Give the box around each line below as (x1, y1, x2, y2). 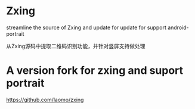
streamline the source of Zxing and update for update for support (6, 24, 167, 31)
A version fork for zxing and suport (6, 64, 184, 77)
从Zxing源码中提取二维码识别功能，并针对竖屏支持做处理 (6, 42, 146, 49)
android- (168, 24, 189, 31)
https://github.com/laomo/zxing (6, 96, 84, 103)
